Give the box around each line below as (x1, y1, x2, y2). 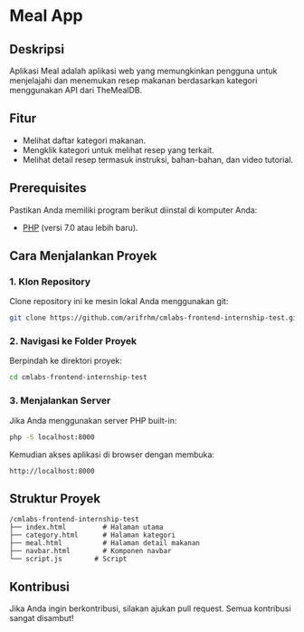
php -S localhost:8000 (9, 432, 95, 442)
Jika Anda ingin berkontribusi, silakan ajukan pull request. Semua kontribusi (9, 603, 291, 614)
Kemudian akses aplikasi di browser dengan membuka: (9, 449, 215, 460)
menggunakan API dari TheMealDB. (9, 85, 143, 95)
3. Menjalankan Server (9, 395, 111, 407)
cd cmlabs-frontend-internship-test (9, 373, 147, 382)
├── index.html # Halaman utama (9, 522, 165, 532)
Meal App (9, 5, 83, 26)
